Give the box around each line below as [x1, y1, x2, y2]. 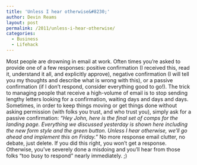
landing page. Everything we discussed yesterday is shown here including [6, 121, 188, 128]
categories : [6, 31, 36, 37]
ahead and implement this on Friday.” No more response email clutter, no [6, 133, 186, 140]
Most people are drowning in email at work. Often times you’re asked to [6, 57, 181, 65]
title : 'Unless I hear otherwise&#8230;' [6, 8, 110, 15]
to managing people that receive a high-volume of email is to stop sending [6, 89, 188, 96]
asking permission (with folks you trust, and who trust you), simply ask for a [6, 108, 192, 115]
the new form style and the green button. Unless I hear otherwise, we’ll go [6, 127, 188, 134]
